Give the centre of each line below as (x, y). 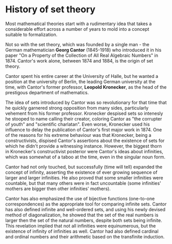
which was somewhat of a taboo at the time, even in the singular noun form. (85, 157)
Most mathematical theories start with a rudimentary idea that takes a (79, 24)
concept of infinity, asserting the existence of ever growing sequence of (81, 172)
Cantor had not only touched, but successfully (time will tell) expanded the (84, 167)
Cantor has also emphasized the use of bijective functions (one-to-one (80, 198)
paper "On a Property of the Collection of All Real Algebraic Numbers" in (82, 55)
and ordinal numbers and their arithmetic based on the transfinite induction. (85, 236)
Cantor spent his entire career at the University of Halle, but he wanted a (82, 76)
